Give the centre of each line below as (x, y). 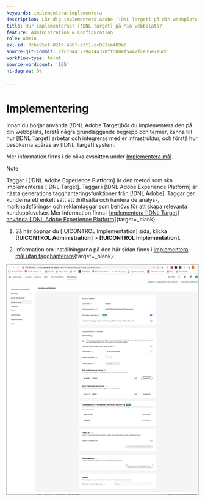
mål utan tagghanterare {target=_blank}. (65, 256)
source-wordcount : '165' (38, 64)
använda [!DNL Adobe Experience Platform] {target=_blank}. (82, 220)
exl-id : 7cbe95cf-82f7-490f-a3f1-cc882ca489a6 (67, 45)
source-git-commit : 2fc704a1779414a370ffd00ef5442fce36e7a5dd (87, 52)
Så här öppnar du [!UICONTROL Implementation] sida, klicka (91, 231)
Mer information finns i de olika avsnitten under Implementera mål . (90, 157)
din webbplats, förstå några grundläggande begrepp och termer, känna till (99, 132)
